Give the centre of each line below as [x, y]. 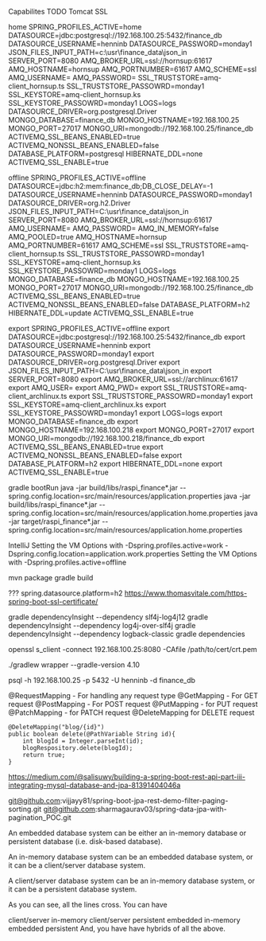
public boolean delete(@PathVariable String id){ [92, 734]
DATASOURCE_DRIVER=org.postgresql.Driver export [94, 362]
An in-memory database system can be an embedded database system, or [131, 857]
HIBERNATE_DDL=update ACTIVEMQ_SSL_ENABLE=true [101, 313]
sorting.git [25, 809]
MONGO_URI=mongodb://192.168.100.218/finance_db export [106, 438]
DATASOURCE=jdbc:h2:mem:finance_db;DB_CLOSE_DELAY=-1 [111, 186]
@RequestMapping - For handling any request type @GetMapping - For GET [133, 695]
